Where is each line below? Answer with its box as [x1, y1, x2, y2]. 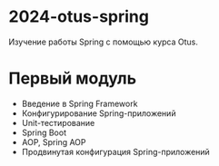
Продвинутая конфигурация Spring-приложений [21, 146, 210, 157]
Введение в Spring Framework [21, 98, 138, 109]
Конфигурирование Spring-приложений [21, 107, 176, 119]
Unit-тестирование [21, 117, 95, 128]
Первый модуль [8, 68, 137, 89]
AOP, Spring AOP [21, 136, 87, 147]
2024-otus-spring [8, 6, 149, 27]
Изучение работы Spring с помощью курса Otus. [8, 36, 199, 47]
